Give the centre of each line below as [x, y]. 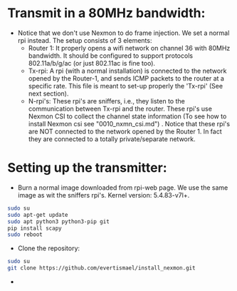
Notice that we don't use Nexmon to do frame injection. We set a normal [123, 33]
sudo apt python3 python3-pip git [59, 221]
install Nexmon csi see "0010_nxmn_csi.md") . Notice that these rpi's [129, 123]
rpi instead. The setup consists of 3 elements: [85, 40]
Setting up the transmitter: [87, 168]
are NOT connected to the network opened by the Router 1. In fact [125, 131]
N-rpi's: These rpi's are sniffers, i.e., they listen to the [106, 101]
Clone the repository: [49, 248]
